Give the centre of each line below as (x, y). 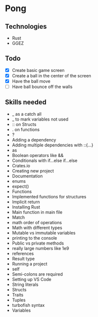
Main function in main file (37, 212)
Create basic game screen (38, 70)
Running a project (29, 264)
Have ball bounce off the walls (42, 87)
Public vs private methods (38, 243)
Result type (23, 259)
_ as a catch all (27, 114)
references (23, 253)
